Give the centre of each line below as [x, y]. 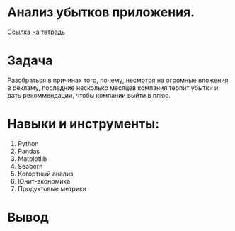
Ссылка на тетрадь [36, 32]
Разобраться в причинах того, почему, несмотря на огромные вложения [118, 80]
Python [28, 143]
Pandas [29, 151]
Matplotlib [32, 158]
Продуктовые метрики [52, 188]
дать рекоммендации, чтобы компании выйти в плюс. [89, 95]
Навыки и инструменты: [84, 124]
